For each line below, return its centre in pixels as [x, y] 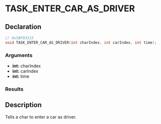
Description [23, 105]
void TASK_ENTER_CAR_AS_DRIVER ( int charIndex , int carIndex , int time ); [81, 42]
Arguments [19, 55]
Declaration [23, 27]
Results [14, 89]
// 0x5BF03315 [20, 38]
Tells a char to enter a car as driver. [41, 117]
